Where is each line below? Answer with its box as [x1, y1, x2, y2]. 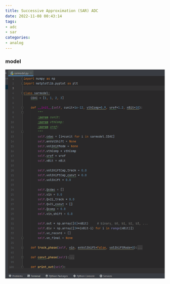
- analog [5, 41, 24, 46]
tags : [5, 19, 17, 24]
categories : [5, 35, 30, 40]
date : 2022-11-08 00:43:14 [5, 13, 62, 19]
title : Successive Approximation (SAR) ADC [5, 8, 99, 13]
